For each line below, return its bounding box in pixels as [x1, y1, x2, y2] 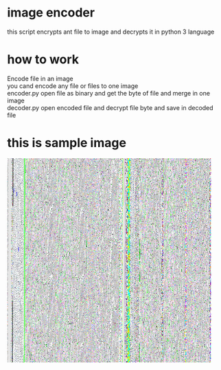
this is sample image [7, 135, 127, 151]
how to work [7, 52, 80, 67]
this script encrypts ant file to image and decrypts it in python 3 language [7, 28, 215, 36]
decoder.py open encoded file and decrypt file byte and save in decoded [7, 103, 214, 111]
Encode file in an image [7, 74, 73, 83]
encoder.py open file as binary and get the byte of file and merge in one [7, 89, 211, 97]
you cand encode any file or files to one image [7, 81, 139, 90]
